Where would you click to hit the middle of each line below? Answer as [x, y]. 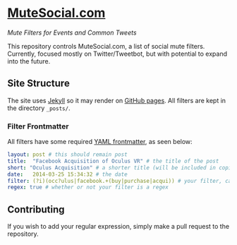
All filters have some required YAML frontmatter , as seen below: [100, 142]
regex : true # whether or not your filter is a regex [88, 187]
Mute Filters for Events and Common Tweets [72, 32]
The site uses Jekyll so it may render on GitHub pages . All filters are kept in [117, 100]
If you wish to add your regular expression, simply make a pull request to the [119, 227]
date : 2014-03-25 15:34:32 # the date [68, 174]
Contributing [36, 209]
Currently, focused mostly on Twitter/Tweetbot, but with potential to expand [117, 54]
